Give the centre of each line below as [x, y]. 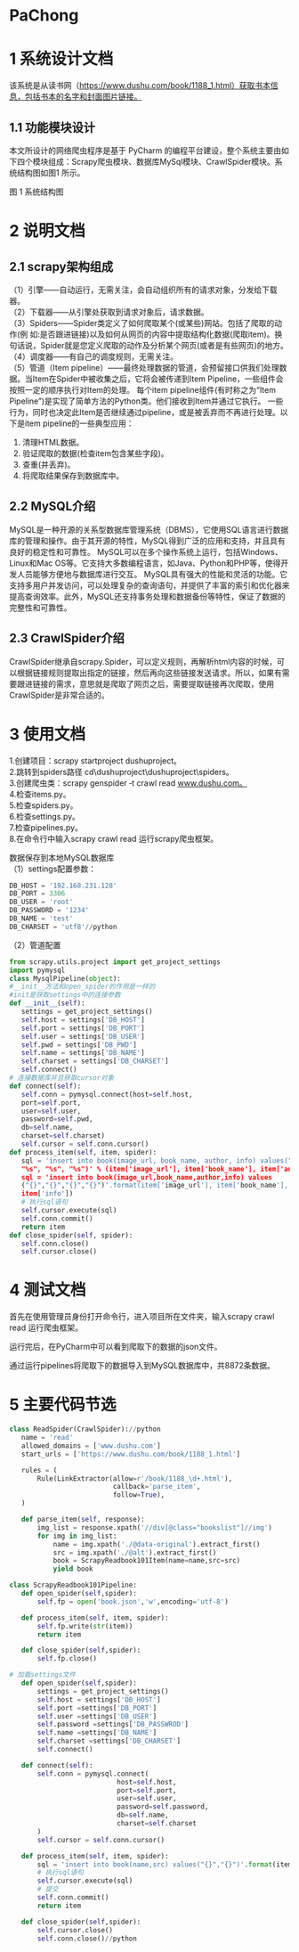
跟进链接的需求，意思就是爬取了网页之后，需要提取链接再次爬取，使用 [145, 683]
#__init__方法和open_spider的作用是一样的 [82, 987]
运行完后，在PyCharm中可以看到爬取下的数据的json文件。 [116, 1347]
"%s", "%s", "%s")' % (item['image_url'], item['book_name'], [138, 1169]
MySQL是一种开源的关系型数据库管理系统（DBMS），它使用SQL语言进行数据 [149, 529]
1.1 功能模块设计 [53, 127]
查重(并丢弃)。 [48, 464]
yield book [73, 1569]
